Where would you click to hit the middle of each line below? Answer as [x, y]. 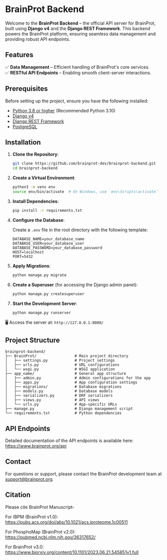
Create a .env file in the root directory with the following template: [80, 230]
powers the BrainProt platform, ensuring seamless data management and [80, 34]
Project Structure [32, 340]
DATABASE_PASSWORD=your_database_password [57, 248]
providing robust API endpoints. [38, 39]
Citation [18, 495]
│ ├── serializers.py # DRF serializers [59, 396]
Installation [23, 142]
